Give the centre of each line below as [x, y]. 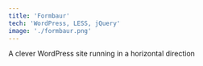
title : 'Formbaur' [39, 16]
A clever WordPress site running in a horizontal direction [102, 54]
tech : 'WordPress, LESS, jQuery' [64, 23]
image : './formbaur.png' [50, 31]
